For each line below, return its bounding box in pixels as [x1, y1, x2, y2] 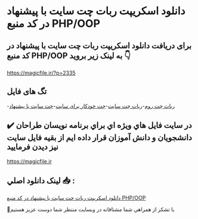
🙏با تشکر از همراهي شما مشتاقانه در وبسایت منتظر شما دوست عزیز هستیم [7, 206, 175, 213]
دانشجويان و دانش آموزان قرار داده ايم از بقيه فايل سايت [7, 133, 193, 143]
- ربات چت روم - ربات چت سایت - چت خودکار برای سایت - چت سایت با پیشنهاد [7, 102, 175, 109]
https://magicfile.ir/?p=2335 [7, 70, 76, 76]
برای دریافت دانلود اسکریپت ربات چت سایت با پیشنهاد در [7, 40, 192, 51]
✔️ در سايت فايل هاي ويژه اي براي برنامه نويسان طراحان [7, 120, 193, 130]
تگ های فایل [7, 86, 47, 96]
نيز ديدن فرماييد [7, 142, 58, 152]
